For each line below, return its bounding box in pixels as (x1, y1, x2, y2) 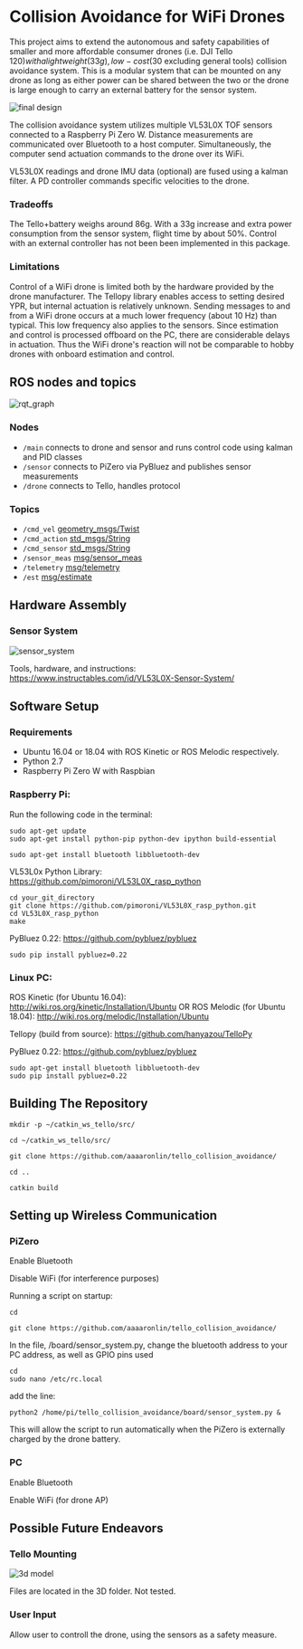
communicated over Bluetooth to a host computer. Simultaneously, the (9, 138, 271, 149)
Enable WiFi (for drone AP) (9, 1494, 109, 1505)
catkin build (9, 1183, 59, 1192)
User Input (9, 1608, 57, 1621)
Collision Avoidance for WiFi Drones (9, 6, 286, 27)
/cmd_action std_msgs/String (22, 532, 131, 544)
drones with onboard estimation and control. (9, 348, 175, 359)
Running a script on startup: (9, 1291, 113, 1301)
